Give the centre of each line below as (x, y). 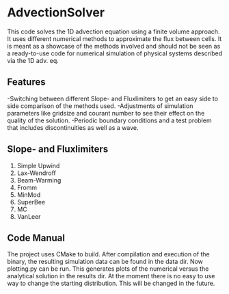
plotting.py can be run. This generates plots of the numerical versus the (108, 269)
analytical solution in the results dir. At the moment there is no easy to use (111, 276)
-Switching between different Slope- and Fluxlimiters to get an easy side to (113, 98)
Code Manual (36, 238)
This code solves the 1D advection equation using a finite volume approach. (113, 31)
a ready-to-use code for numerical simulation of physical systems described (115, 53)
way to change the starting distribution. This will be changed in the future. (111, 283)
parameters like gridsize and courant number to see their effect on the (106, 113)
